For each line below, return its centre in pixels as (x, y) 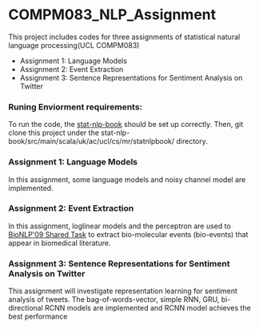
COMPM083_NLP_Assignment (112, 15)
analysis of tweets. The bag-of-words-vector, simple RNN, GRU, (114, 299)
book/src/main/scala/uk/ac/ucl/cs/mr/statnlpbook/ (92, 141)
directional (26, 308)
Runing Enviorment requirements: (75, 107)
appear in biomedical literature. (60, 243)
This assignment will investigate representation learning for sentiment (123, 291)
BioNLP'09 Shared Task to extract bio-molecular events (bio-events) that (128, 234)
